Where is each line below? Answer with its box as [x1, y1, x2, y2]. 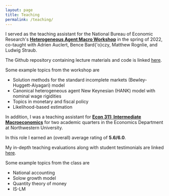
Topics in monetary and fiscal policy [12, 99, 89, 105]
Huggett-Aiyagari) [12, 82, 51, 88]
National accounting [12, 169, 55, 176]
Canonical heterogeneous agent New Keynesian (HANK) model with [12, 88, 155, 94]
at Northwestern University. [5, 125, 63, 131]
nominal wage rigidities [12, 93, 62, 100]
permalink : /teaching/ [5, 17, 53, 22]
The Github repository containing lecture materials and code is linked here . [5, 57, 162, 63]
